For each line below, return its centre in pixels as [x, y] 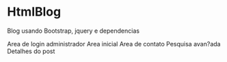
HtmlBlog [34, 12]
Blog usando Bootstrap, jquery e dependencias [74, 31]
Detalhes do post [31, 51]
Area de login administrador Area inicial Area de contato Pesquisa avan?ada [114, 44]
